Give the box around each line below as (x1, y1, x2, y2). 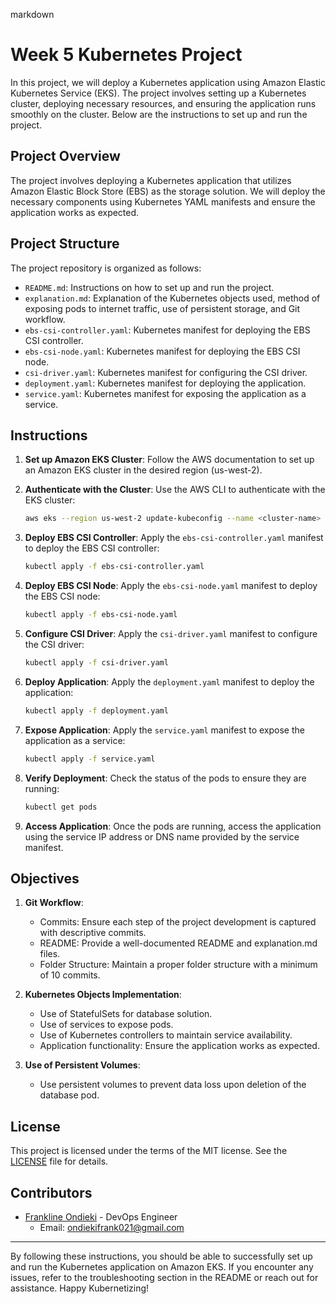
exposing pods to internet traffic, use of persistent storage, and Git (24, 302, 301, 314)
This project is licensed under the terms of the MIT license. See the (10, 1145, 288, 1157)
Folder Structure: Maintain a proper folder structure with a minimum (39, 959, 318, 971)
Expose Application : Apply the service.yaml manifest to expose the (24, 724, 305, 736)
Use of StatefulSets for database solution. (39, 1008, 213, 1020)
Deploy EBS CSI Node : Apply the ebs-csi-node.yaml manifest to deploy (24, 580, 318, 592)
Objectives (10, 870, 80, 887)
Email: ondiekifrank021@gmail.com (39, 1221, 185, 1233)
